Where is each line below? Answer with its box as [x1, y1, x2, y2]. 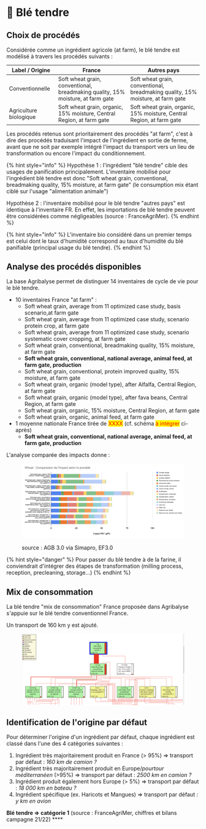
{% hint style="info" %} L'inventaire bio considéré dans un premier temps [6, 231, 192, 238]
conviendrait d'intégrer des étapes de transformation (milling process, [6, 562, 183, 570]
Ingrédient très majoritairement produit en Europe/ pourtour [15, 765, 164, 772]
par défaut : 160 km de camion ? [15, 758, 97, 766]
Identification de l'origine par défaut [6, 717, 148, 727]
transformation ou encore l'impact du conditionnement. [6, 150, 146, 157]
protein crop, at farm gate [24, 322, 90, 330]
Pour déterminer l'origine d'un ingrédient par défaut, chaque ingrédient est [6, 733, 195, 741]
